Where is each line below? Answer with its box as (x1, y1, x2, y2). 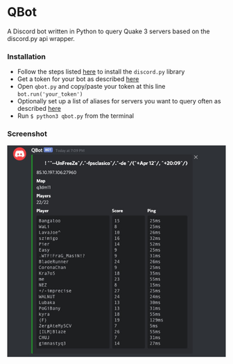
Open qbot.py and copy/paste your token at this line (17, 83, 166, 91)
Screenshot (7, 129, 47, 139)
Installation (7, 51, 46, 61)
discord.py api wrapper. (7, 34, 75, 42)
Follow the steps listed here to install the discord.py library (17, 67, 185, 76)
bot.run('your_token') (17, 91, 83, 98)
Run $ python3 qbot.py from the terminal (17, 112, 134, 120)
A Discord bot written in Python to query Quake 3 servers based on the (7, 27, 210, 35)
